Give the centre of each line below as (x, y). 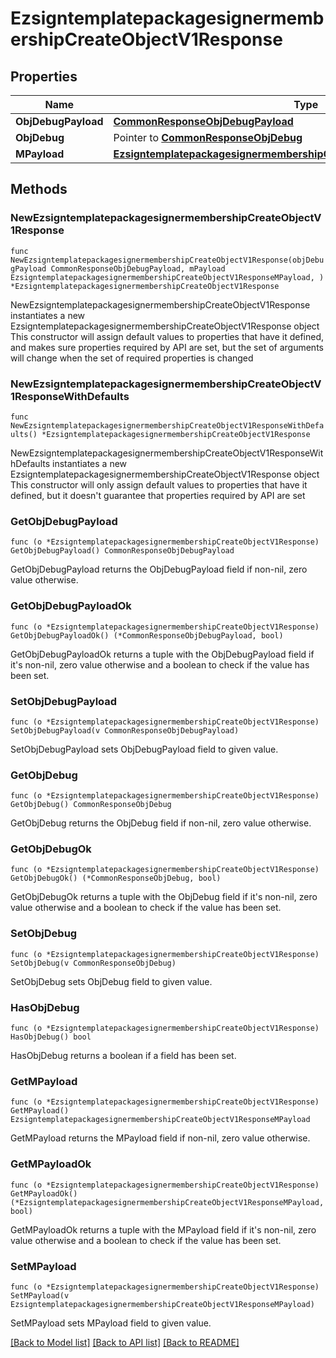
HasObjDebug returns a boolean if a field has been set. (123, 1056)
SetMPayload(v (40, 1295)
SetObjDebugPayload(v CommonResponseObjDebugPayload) (125, 730)
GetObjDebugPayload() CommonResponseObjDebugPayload (122, 551)
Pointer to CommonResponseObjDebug (208, 137)
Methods (39, 189)
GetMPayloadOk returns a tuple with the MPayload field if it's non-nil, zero (163, 1229)
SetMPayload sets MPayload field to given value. (111, 1323)
